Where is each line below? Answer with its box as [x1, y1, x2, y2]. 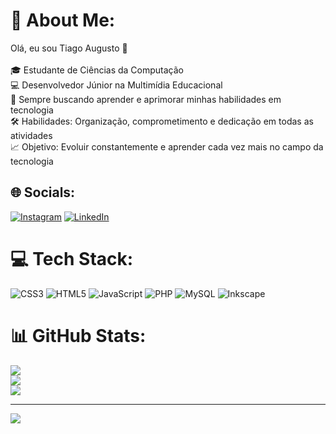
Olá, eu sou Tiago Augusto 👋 [10, 42, 128, 54]
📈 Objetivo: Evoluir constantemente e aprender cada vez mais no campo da [10, 140, 324, 153]
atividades [10, 129, 53, 141]
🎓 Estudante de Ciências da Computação [10, 64, 184, 76]
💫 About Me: [10, 9, 116, 32]
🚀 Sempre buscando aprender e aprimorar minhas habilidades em [10, 93, 282, 105]
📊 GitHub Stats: [10, 324, 147, 347]
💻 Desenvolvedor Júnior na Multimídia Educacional [10, 79, 223, 91]
